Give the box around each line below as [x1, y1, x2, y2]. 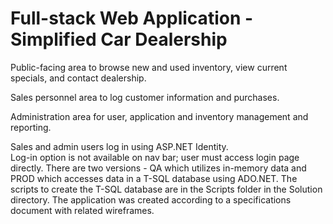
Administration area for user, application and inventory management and [10, 110, 309, 122]
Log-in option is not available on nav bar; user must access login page [10, 151, 300, 163]
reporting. [10, 121, 52, 133]
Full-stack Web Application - [10, 7, 254, 30]
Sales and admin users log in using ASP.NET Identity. [10, 140, 229, 152]
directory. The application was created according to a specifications [10, 193, 292, 206]
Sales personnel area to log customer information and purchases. [10, 91, 280, 103]
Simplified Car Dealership [10, 28, 228, 51]
